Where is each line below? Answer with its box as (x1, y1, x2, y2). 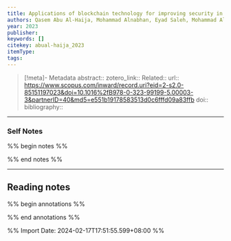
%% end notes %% (7, 155, 63, 163)
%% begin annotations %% (7, 200, 86, 208)
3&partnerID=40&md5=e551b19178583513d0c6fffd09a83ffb (23, 95, 195, 104)
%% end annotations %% (7, 213, 80, 221)
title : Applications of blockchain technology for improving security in (7, 10, 223, 17)
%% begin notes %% (7, 142, 68, 150)
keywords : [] (7, 36, 45, 43)
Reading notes (7, 181, 71, 193)
